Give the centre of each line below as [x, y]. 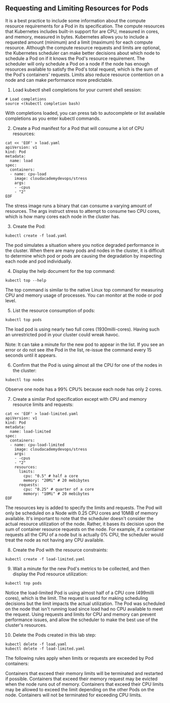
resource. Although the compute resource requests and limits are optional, [83, 47]
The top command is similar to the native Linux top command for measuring [84, 290]
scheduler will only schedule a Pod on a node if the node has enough [77, 63]
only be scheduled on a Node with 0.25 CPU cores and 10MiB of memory [82, 513]
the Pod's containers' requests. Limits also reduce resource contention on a [84, 74]
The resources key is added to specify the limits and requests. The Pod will [84, 507]
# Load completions [26, 99]
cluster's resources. [26, 625]
